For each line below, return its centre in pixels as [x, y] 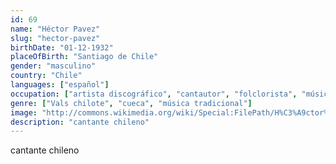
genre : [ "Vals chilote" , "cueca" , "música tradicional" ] [131, 103]
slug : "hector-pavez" [55, 38]
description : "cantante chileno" [80, 122]
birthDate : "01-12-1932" [62, 47]
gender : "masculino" [53, 66]
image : [24, 112]
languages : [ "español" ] [60, 85]
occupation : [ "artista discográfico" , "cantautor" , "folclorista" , [154, 94]
